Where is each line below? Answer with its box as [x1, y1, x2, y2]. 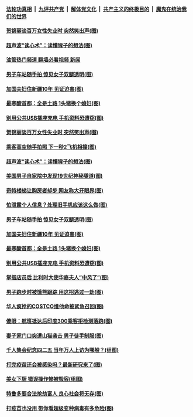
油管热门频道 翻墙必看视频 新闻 [6, 56, 81, 63]
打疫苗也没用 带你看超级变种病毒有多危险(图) [6, 405, 114, 412]
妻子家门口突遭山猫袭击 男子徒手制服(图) [6, 332, 104, 339]
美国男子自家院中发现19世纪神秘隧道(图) [6, 172, 103, 179]
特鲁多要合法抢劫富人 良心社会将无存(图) [6, 390, 104, 397]
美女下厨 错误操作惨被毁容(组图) [6, 375, 83, 382]
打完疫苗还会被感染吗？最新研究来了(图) [6, 361, 102, 368]
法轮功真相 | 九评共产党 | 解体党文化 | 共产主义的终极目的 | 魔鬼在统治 [6, 5, 182, 12]
